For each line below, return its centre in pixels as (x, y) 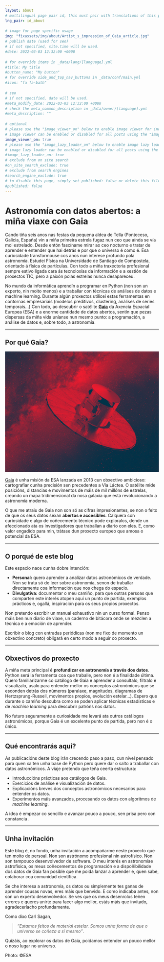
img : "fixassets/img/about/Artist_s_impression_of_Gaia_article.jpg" (77, 36)
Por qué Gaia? (27, 342)
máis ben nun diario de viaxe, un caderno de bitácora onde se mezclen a (78, 618)
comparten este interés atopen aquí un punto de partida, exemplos (79, 599)
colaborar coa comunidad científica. (41, 876)
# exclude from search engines (37, 170)
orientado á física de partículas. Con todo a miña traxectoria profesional (77, 266)
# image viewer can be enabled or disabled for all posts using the (76, 134)
